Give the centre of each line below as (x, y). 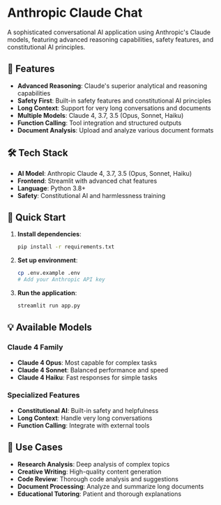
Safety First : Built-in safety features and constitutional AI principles (114, 100)
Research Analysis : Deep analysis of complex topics (93, 464)
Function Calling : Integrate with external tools (83, 425)
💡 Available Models (50, 327)
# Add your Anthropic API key (61, 280)
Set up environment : (47, 260)
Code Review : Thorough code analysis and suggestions (98, 478)
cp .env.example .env (48, 273)
